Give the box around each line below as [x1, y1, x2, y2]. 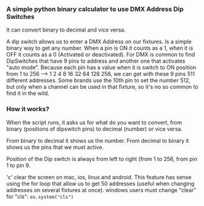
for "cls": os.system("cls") [6, 193, 74, 200]
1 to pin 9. [6, 162, 30, 169]
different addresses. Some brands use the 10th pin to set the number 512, [6, 77, 191, 84]
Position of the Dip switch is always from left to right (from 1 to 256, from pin [6, 155, 198, 162]
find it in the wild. [6, 90, 50, 97]
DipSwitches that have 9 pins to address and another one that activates [6, 57, 186, 65]
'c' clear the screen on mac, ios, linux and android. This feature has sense [6, 173, 192, 180]
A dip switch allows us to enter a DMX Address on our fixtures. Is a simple [6, 38, 192, 46]
